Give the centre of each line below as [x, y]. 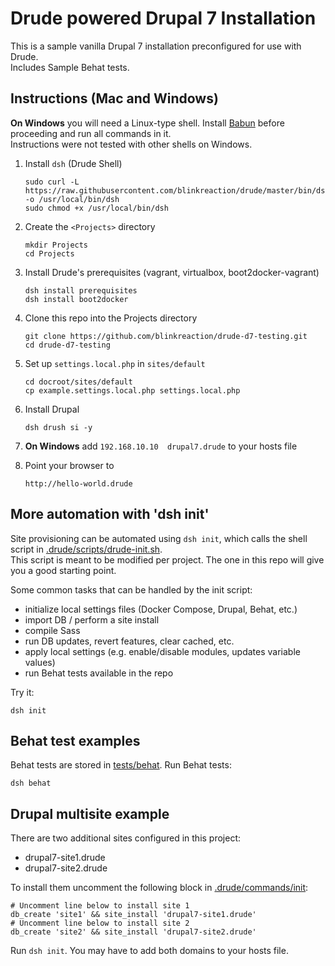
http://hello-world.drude [78, 483]
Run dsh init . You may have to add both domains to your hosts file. [149, 951]
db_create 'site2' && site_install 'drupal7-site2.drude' [133, 932]
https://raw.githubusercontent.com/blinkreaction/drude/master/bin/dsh [177, 190]
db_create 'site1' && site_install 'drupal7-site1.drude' [133, 915]
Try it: [22, 692]
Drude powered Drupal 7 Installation [163, 18]
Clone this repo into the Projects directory [111, 318]
